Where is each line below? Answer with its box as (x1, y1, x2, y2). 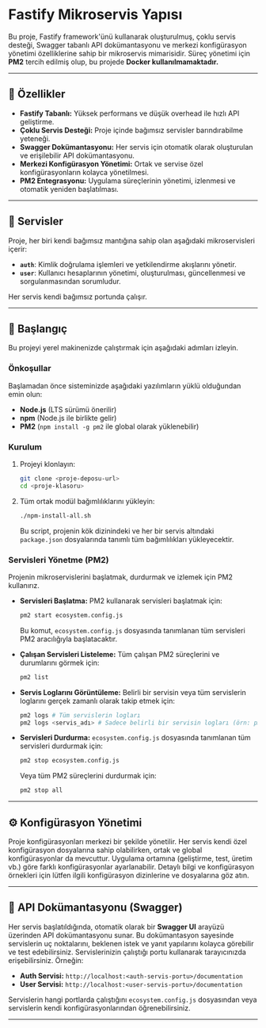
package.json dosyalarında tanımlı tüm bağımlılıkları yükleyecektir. (19, 534, 234, 544)
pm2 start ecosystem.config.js (19, 611, 123, 619)
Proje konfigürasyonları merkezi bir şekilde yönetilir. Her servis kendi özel (8, 836, 248, 846)
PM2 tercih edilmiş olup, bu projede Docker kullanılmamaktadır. (8, 57, 219, 67)
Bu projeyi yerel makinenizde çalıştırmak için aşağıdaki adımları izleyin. (8, 343, 239, 353)
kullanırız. (8, 580, 40, 590)
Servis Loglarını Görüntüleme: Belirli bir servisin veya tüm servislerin (19, 687, 247, 697)
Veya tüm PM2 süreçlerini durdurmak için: (19, 771, 157, 781)
